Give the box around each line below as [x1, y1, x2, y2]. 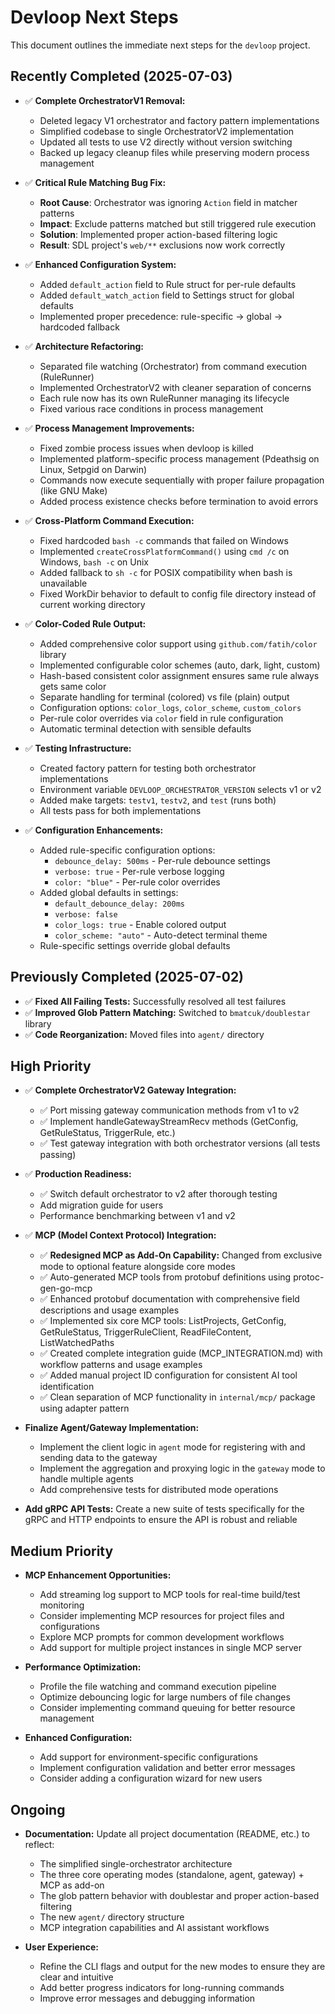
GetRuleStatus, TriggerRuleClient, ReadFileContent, [39, 1326, 252, 1338]
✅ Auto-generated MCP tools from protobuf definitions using [39, 1271, 292, 1283]
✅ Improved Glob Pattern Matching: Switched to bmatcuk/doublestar [24, 1006, 311, 1018]
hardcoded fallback [39, 321, 120, 333]
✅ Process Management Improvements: [24, 422, 195, 434]
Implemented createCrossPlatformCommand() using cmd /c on [39, 545, 290, 557]
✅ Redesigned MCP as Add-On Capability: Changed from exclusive [39, 1249, 323, 1261]
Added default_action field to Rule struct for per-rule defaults [39, 278, 297, 290]
